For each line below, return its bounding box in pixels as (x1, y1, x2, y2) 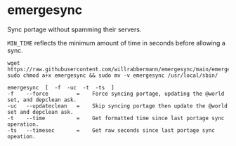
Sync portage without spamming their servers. (7, 25, 142, 34)
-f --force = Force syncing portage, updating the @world (7, 90, 225, 97)
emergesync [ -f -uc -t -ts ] (7, 84, 114, 91)
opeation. (7, 133, 37, 140)
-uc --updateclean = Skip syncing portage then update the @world (7, 102, 228, 110)
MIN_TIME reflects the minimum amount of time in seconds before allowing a (7, 38, 226, 47)
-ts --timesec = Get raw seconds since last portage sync (7, 126, 216, 134)
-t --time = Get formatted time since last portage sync (7, 115, 225, 122)
